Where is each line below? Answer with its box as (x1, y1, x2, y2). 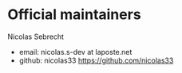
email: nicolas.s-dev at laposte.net (18, 47, 133, 56)
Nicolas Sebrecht (7, 32, 65, 41)
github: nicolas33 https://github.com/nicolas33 (18, 56, 174, 65)
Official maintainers (7, 6, 141, 24)
